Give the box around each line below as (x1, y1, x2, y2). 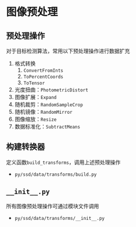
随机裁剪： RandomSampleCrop (14, 101, 84, 108)
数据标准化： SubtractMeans (14, 123, 81, 130)
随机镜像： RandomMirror (14, 108, 72, 115)
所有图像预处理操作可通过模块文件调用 (6, 202, 99, 209)
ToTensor (23, 80, 45, 86)
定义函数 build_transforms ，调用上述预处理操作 (6, 159, 121, 166)
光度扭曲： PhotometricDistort (14, 86, 88, 93)
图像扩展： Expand (14, 94, 57, 100)
